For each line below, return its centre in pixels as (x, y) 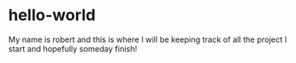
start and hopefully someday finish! (73, 48)
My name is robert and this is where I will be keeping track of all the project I (148, 39)
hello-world (52, 15)
